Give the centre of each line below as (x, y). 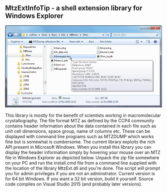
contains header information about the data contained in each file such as (81, 126)
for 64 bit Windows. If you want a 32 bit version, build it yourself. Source (79, 179)
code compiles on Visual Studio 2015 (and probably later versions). (74, 184)
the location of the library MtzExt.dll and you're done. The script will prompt (83, 168)
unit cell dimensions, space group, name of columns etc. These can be (78, 131)
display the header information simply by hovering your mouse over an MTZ (83, 152)
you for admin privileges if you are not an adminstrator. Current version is (80, 174)
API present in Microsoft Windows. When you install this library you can (78, 147)
